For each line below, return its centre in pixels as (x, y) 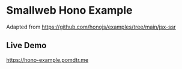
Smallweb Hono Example (69, 10)
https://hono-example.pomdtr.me (47, 59)
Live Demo (26, 46)
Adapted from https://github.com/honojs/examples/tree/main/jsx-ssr (91, 27)
